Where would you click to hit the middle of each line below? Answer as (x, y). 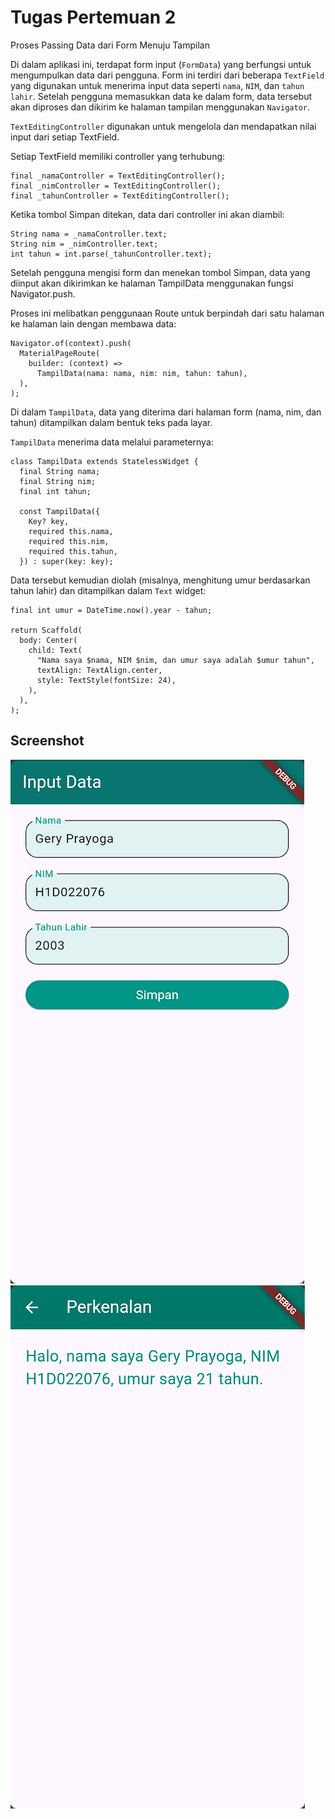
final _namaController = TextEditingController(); (118, 176)
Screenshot (47, 741)
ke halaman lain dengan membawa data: (93, 323)
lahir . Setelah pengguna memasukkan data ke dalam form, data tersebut (161, 96)
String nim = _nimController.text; (84, 244)
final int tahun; (55, 491)
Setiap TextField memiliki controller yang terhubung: (118, 156)
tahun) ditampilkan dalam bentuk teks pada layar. (111, 422)
